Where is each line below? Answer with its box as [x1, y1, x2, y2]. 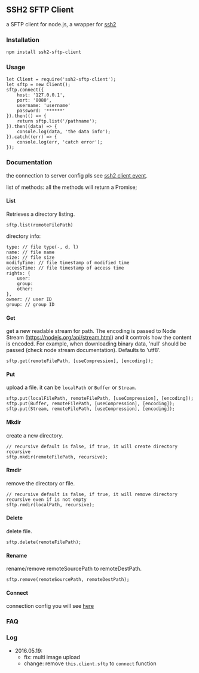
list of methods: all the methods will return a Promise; [6, 183, 137, 191]
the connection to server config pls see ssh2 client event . [6, 172, 148, 179]
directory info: [6, 233, 41, 240]
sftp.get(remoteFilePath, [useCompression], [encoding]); [6, 358, 154, 364]
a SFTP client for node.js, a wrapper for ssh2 [6, 20, 117, 27]
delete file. [6, 527, 32, 534]
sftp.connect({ [6, 87, 44, 93]
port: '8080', [17, 97, 52, 103]
